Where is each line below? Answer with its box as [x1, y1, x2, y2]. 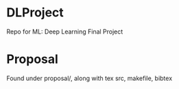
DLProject [6, 5, 64, 21]
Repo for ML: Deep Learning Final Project [6, 27, 123, 36]
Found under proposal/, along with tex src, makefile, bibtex [6, 74, 173, 82]
